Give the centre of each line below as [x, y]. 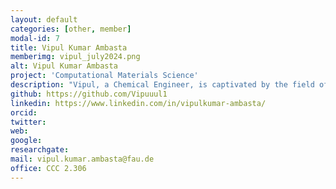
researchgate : [40, 150]
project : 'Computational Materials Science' [104, 76]
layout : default [44, 19]
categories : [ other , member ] [71, 29]
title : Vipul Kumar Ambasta [69, 47]
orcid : [24, 112]
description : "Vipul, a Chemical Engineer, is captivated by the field [162, 85]
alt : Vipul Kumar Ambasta [64, 66]
